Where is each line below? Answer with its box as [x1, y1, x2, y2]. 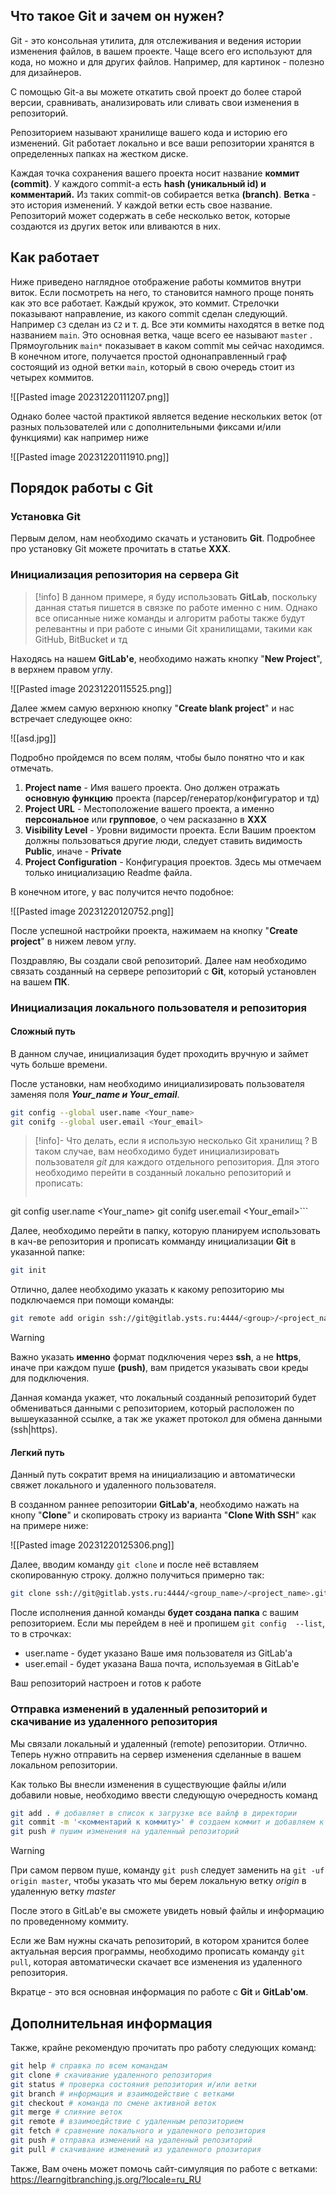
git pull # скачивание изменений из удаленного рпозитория [10, 2144, 262, 2154]
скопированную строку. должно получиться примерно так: [10, 1569, 265, 1581]
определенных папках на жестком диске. [10, 147, 189, 159]
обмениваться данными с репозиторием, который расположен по [10, 1402, 295, 1414]
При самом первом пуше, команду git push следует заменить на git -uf [10, 1864, 325, 1876]
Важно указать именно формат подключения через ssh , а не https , [10, 1351, 302, 1363]
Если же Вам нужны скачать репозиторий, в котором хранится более [10, 1935, 310, 1947]
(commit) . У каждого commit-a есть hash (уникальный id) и [10, 177, 267, 189]
